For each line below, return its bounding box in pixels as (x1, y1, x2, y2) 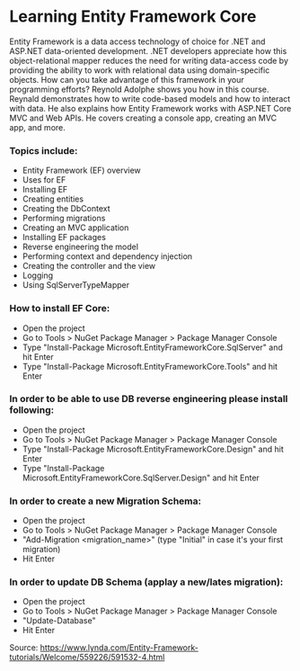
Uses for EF (22, 174, 66, 185)
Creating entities (22, 193, 84, 204)
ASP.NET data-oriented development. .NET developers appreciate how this (9, 45, 287, 56)
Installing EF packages (22, 232, 106, 243)
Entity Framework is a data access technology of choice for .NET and (9, 36, 266, 47)
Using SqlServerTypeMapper (22, 280, 130, 291)
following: (9, 404, 55, 416)
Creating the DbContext (22, 203, 110, 214)
